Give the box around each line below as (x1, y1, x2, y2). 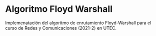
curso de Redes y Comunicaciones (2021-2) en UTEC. (5, 25, 116, 31)
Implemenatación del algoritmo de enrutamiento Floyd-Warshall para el (5, 20, 151, 26)
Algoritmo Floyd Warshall (5, 3, 113, 15)
